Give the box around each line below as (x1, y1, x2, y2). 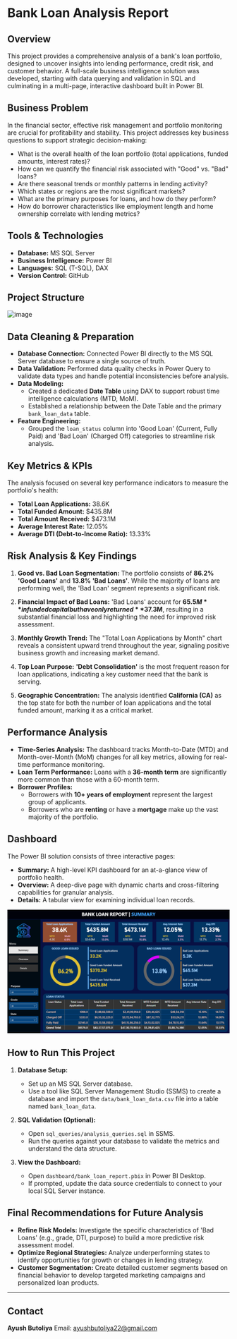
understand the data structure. (28, 1144, 118, 1153)
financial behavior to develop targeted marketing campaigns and (17, 1271, 206, 1279)
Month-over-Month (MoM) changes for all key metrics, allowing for (17, 753, 212, 761)
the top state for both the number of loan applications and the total (17, 698, 212, 707)
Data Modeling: (17, 380, 64, 388)
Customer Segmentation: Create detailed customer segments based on (17, 1263, 228, 1271)
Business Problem (7, 102, 89, 114)
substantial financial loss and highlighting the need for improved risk (17, 612, 217, 621)
